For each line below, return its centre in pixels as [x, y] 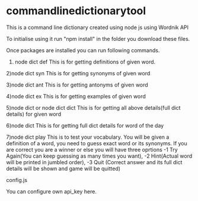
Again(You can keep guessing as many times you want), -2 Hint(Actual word [99, 156]
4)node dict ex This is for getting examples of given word [76, 96]
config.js [17, 180]
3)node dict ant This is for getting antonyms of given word [77, 85]
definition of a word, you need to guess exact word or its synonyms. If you [97, 143]
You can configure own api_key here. [51, 192]
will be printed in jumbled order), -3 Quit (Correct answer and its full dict [94, 162]
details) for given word [33, 114]
